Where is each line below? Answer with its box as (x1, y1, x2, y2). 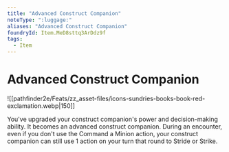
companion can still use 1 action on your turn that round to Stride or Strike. (7, 137, 218, 145)
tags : (7, 36, 23, 43)
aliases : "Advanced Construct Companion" (7, 23, 128, 30)
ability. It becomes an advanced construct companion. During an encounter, (7, 122, 222, 131)
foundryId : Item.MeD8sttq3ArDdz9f (7, 29, 107, 36)
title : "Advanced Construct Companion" (7, 10, 122, 17)
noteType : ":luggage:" (7, 17, 72, 23)
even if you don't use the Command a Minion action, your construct (7, 129, 198, 138)
